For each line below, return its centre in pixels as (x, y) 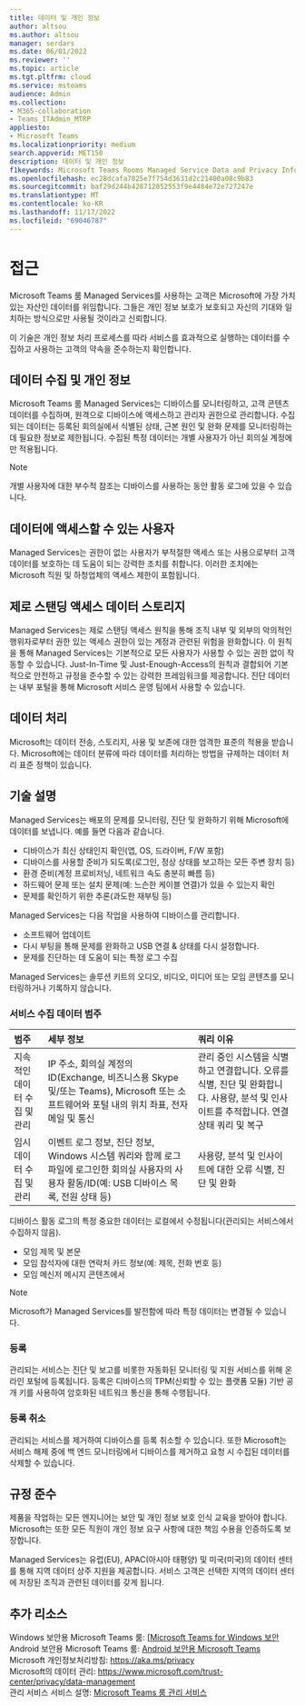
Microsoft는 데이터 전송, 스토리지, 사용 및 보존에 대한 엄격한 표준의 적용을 (139, 742)
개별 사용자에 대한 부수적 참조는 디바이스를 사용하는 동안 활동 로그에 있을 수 (143, 486)
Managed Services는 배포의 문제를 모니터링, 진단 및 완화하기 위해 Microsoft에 (149, 820)
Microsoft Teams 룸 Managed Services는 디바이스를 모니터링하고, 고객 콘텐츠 (150, 404)
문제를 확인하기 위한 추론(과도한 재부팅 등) (97, 895)
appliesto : (30, 128)
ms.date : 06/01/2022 (49, 52)
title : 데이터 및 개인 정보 (55, 18)
